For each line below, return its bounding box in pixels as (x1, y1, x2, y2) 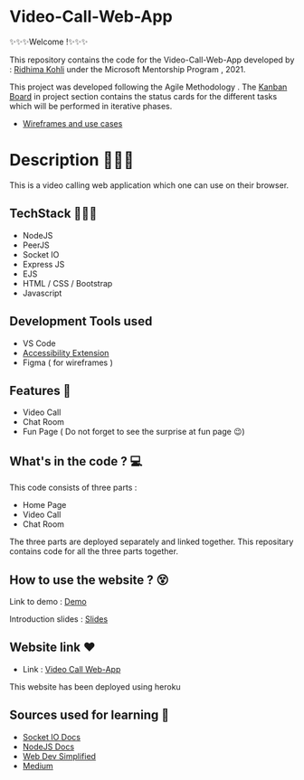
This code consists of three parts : (9, 482, 138, 493)
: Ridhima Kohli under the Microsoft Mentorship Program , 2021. (9, 63, 246, 74)
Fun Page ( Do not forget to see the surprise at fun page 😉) (22, 427, 246, 437)
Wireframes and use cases (22, 117, 123, 128)
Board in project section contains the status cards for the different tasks (9, 90, 278, 101)
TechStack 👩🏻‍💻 (9, 206, 98, 221)
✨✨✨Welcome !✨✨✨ (9, 36, 89, 47)
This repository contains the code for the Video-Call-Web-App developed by (9, 54, 295, 65)
